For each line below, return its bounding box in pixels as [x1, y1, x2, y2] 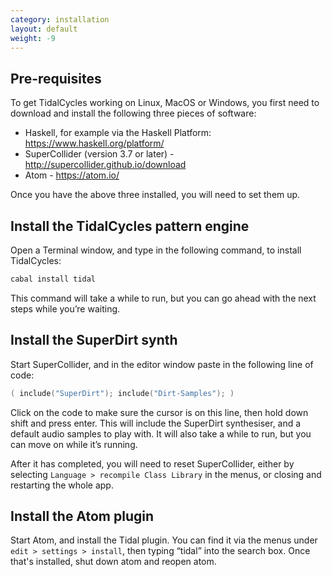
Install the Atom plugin [10, 507, 155, 525]
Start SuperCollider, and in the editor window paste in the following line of [10, 358, 314, 370]
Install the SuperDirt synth [10, 332, 178, 349]
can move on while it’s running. [10, 438, 138, 450]
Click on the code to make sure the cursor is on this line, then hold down [10, 406, 309, 418]
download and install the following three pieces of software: [10, 107, 257, 120]
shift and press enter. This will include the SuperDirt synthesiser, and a [10, 417, 302, 429]
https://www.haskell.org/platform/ [24, 137, 165, 150]
